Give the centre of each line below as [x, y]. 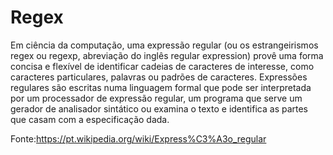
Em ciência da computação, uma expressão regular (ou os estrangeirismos [164, 45]
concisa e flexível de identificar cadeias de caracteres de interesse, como [162, 66]
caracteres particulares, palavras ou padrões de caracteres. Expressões [159, 77]
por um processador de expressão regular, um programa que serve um [156, 98]
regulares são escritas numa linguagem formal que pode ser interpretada [161, 87]
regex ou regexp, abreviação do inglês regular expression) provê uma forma [167, 55]
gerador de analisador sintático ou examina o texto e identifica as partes [159, 108]
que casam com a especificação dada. [90, 119]
